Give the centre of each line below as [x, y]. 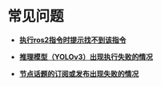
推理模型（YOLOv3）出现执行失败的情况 [86, 57]
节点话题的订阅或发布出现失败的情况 [79, 73]
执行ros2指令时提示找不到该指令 [72, 40]
